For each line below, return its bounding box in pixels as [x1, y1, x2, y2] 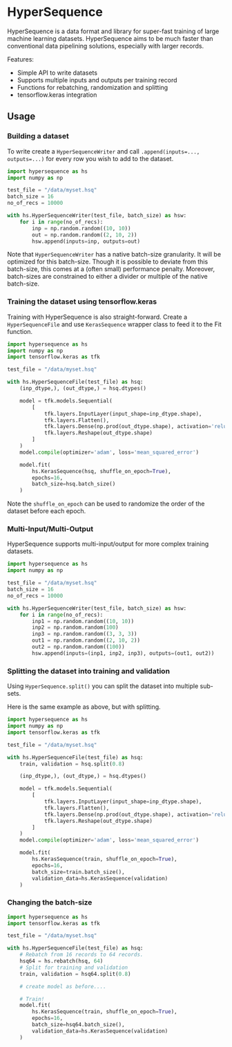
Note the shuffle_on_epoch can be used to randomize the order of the [7, 499, 205, 508]
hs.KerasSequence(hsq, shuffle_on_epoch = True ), [32, 467, 171, 474]
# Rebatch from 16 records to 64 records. [19, 952, 144, 958]
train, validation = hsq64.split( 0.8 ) [19, 970, 131, 977]
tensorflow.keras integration [17, 91, 97, 99]
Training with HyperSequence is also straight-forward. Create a [7, 313, 188, 321]
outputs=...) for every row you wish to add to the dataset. [7, 154, 174, 163]
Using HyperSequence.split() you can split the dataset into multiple [7, 682, 199, 690]
